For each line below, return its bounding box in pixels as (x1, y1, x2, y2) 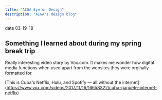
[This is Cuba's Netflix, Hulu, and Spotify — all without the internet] (5, 80, 140, 85)
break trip (5, 47, 36, 55)
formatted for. (5, 70, 33, 76)
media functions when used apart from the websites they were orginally (5, 65, 149, 71)
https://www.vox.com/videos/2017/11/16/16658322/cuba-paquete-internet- (6, 85, 157, 91)
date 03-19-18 (5, 25, 34, 31)
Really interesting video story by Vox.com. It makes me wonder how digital (5, 60, 154, 66)
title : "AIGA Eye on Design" (5, 7, 64, 12)
